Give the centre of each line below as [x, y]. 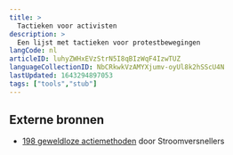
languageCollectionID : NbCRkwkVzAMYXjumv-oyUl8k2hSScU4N [117, 68]
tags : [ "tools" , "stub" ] [53, 84]
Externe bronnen [57, 120]
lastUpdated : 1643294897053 [61, 76]
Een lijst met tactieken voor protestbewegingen [109, 42]
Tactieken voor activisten [67, 26]
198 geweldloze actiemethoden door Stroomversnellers [123, 141]
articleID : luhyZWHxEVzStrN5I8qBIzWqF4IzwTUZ [95, 59]
